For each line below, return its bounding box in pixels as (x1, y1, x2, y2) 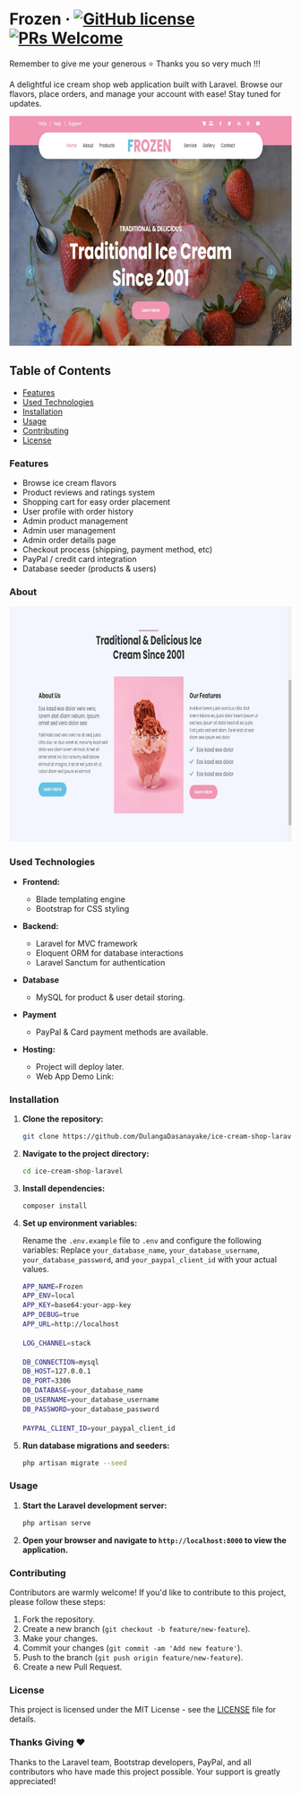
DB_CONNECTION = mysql (21, 1357, 99, 1366)
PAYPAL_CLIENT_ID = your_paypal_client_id (21, 1424, 176, 1433)
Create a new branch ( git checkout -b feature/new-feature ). (21, 1623, 251, 1634)
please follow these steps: (9, 1596, 106, 1607)
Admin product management (21, 516, 128, 526)
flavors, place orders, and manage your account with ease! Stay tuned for (9, 88, 281, 99)
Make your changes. (21, 1633, 99, 1643)
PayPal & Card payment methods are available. (35, 1027, 209, 1037)
